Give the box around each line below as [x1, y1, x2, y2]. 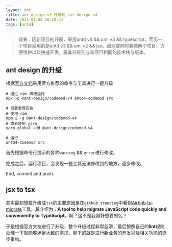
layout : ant [6, 7, 31, 13]
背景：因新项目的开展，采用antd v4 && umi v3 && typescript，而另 [18, 36, 158, 42]
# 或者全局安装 [6, 106, 34, 111]
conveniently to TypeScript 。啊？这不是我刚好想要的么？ [6, 212, 128, 218]
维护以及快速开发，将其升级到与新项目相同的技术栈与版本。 [22, 49, 149, 55]
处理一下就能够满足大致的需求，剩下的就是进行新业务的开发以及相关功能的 [6, 230, 162, 236]
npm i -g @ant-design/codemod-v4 [6, 116, 77, 121]
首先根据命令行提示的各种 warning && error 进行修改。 [6, 149, 118, 156]
